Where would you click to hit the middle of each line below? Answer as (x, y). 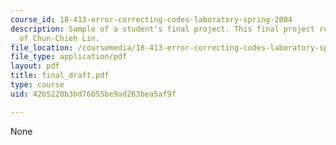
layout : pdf (35, 66)
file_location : (42, 47)
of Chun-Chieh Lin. (60, 38)
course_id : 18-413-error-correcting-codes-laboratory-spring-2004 (151, 19)
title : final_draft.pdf (60, 76)
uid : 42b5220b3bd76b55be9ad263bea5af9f (93, 94)
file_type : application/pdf (69, 57)
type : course (37, 85)
